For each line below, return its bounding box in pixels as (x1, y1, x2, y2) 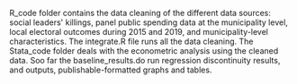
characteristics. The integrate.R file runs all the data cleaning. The (9, 36, 254, 46)
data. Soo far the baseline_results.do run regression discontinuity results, (9, 55, 281, 65)
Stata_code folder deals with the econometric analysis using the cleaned (9, 46, 279, 56)
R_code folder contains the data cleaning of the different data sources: (9, 8, 272, 18)
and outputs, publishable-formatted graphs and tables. (9, 64, 212, 75)
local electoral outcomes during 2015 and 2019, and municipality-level (9, 27, 268, 37)
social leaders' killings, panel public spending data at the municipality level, (9, 17, 288, 28)
